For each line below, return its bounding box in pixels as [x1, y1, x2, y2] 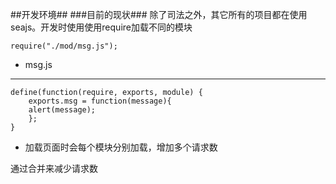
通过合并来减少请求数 [10, 163, 98, 174]
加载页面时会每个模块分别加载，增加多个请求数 [24, 141, 218, 153]
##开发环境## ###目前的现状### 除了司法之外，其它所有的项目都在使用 [10, 9, 308, 20]
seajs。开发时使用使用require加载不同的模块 [10, 21, 193, 33]
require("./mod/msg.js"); [10, 41, 118, 51]
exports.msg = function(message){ [28, 96, 172, 106]
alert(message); [28, 105, 97, 115]
